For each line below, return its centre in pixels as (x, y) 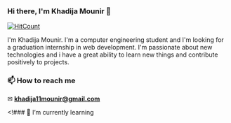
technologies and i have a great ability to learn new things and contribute (113, 55)
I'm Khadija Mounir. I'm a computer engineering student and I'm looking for (116, 40)
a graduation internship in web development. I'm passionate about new (110, 48)
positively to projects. (38, 62)
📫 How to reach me (41, 81)
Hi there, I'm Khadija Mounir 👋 (59, 11)
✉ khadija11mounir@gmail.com (54, 99)
